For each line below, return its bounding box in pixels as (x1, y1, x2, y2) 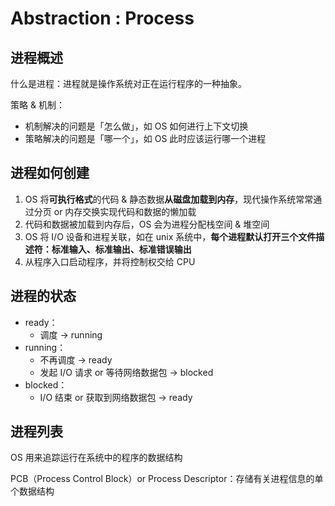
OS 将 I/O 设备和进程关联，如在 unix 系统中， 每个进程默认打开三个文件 (24, 230, 317, 242)
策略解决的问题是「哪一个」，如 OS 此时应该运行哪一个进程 (24, 133, 267, 144)
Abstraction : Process (10, 7, 195, 30)
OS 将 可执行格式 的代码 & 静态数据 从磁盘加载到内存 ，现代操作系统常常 (24, 193, 314, 205)
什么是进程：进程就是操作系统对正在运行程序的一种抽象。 (10, 78, 247, 89)
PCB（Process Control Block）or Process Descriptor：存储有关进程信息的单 (10, 473, 324, 485)
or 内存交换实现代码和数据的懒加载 (53, 205, 197, 217)
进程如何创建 (10, 165, 90, 182)
